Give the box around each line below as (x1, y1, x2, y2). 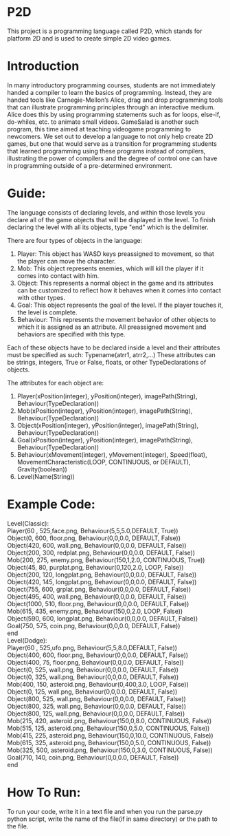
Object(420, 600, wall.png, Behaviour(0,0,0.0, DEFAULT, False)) (7, 541, 187, 549)
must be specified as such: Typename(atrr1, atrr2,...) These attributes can (7, 350, 216, 358)
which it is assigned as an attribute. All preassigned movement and (16, 323, 207, 331)
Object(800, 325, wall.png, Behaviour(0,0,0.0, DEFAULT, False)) (7, 702, 187, 710)
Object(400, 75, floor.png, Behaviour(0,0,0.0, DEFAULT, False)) (7, 658, 184, 666)
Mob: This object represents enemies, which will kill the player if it (16, 264, 204, 272)
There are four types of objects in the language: (7, 236, 143, 244)
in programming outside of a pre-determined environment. (7, 161, 173, 169)
